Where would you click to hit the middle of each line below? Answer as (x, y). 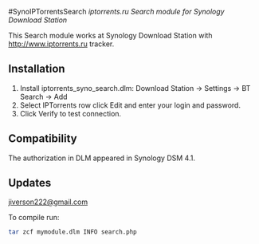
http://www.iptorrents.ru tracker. (61, 44)
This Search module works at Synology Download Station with (110, 35)
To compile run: (34, 218)
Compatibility (43, 139)
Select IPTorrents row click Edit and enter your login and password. (130, 105)
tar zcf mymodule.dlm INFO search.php (73, 232)
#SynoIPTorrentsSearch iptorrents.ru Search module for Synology (116, 12)
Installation (37, 69)
